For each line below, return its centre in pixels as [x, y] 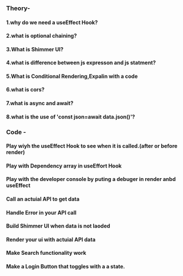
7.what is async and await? [40, 103]
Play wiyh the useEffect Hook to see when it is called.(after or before [92, 146]
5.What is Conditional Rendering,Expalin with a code [72, 76]
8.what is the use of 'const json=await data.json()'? [71, 117]
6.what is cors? [25, 90]
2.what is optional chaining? [42, 36]
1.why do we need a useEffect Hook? [52, 22]
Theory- [18, 8]
